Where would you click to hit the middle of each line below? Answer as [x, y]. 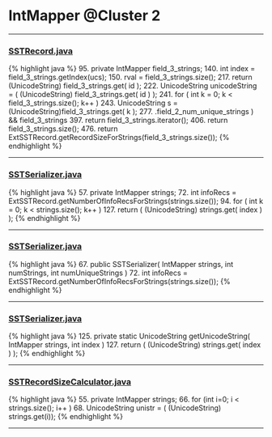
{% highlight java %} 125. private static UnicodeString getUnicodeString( [130, 336]
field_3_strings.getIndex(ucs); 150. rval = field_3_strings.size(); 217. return [130, 77]
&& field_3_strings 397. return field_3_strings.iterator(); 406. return [118, 121]
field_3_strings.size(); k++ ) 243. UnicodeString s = [93, 103]
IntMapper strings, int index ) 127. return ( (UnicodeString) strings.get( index [135, 345]
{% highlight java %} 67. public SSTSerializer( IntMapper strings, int [121, 264]
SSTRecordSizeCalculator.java [70, 382]
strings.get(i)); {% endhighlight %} [66, 417]
